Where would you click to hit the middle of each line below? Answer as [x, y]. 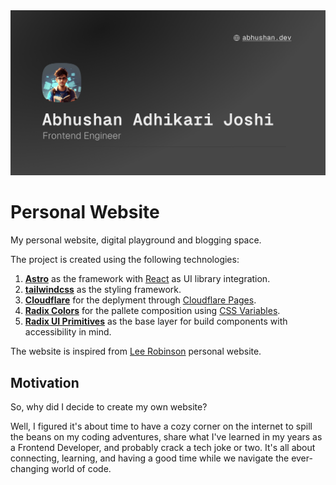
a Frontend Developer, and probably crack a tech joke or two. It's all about [163, 448]
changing [30, 469]
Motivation [45, 382]
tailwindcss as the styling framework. [103, 290]
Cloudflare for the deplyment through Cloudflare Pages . [140, 300]
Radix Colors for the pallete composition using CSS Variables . [152, 311]
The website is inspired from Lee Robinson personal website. [136, 351]
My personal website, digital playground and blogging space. [136, 240]
